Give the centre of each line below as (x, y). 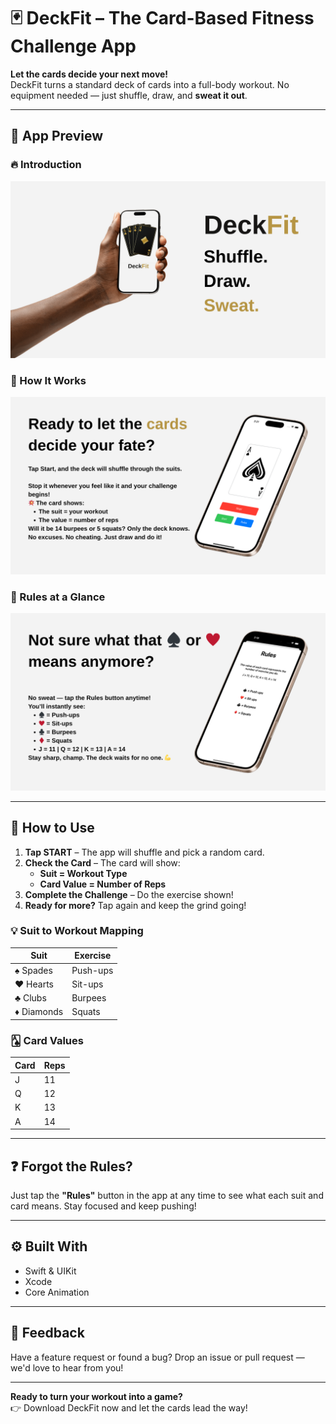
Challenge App (73, 46)
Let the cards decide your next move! (89, 74)
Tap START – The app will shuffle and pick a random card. (144, 852)
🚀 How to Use (52, 828)
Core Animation (57, 1292)
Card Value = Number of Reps (103, 884)
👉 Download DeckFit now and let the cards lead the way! (129, 1407)
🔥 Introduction (46, 165)
